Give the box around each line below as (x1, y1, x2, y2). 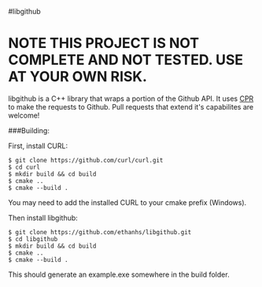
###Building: (8, 125, 50, 135)
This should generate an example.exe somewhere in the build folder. (8, 270, 230, 279)
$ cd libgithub (8, 235, 58, 243)
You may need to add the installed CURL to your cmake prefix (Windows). (8, 197, 247, 207)
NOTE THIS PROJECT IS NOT (8, 35, 199, 52)
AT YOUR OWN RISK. (8, 68, 148, 86)
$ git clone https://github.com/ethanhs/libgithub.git (8, 228, 192, 236)
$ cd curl (8, 163, 41, 171)
